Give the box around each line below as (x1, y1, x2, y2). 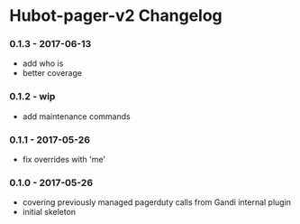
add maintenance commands (22, 110, 131, 122)
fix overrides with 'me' (22, 154, 106, 165)
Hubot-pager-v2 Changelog (9, 5, 223, 26)
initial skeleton (22, 207, 77, 218)
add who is (22, 58, 64, 69)
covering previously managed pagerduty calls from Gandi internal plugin (22, 197, 291, 208)
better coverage (22, 68, 83, 79)
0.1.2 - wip (9, 90, 56, 103)
